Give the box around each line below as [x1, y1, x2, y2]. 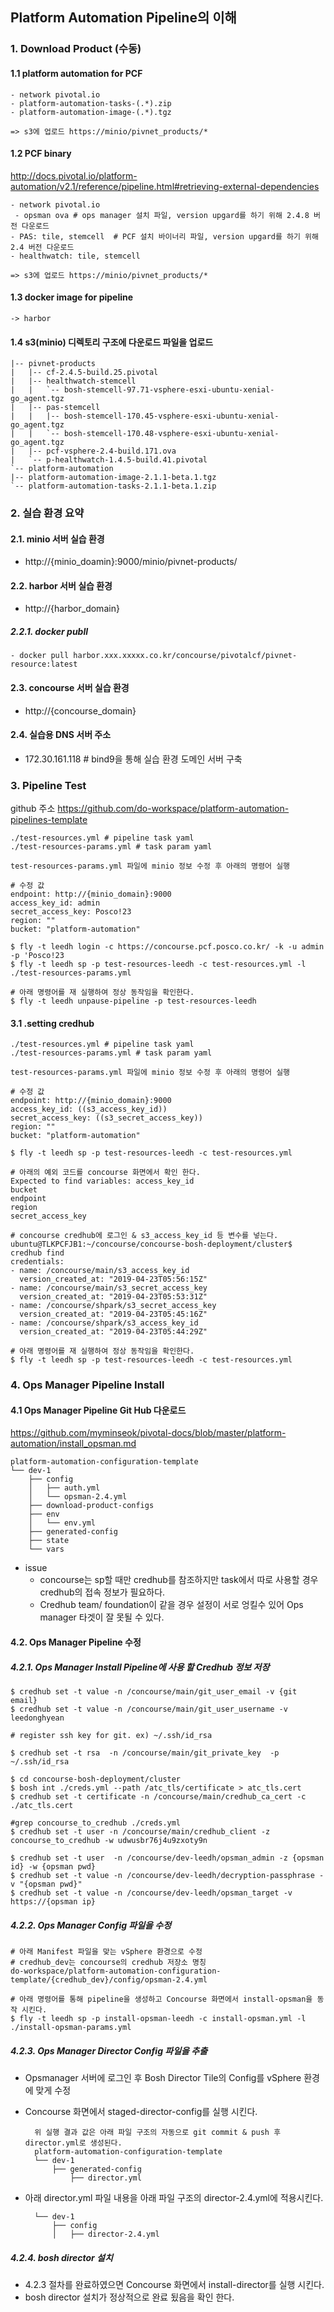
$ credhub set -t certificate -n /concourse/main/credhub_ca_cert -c [10, 1792, 307, 1802]
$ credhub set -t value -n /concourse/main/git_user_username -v [10, 1704, 288, 1715]
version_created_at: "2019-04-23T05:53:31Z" [19, 1292, 208, 1302]
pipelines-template [10, 814, 88, 826]
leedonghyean [10, 1713, 65, 1723]
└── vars [28, 1544, 65, 1555]
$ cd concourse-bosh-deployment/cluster [10, 1774, 182, 1785]
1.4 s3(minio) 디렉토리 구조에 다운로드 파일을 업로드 [10, 336, 214, 348]
